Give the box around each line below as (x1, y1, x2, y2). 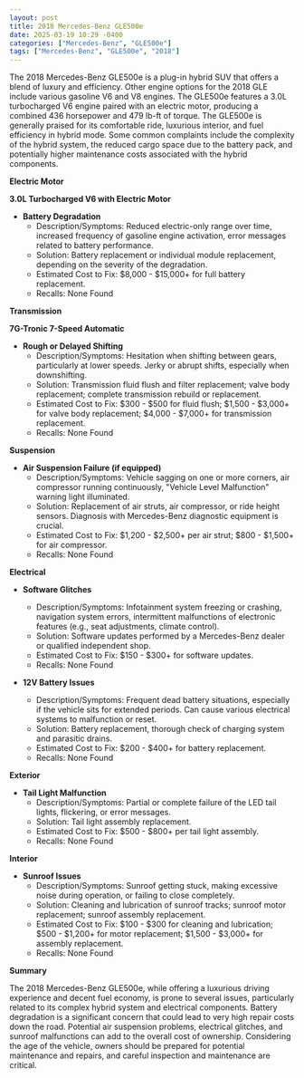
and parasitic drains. (35, 733, 113, 744)
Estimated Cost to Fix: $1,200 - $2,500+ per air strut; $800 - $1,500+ (35, 530, 294, 541)
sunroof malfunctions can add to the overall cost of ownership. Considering (9, 1031, 291, 1042)
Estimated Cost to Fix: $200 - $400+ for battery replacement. (35, 743, 267, 754)
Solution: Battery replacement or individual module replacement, (35, 250, 277, 261)
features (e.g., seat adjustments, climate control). (35, 621, 220, 632)
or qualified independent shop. (35, 640, 151, 651)
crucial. (35, 520, 64, 531)
